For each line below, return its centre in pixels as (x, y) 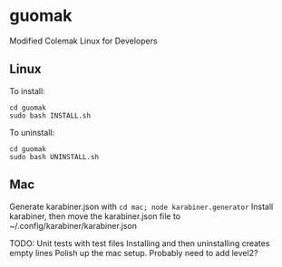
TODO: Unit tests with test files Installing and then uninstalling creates (140, 243)
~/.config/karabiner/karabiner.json (73, 225)
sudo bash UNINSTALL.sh (54, 157)
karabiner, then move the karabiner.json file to (95, 216)
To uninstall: (32, 132)
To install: (27, 91)
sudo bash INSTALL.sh (50, 115)
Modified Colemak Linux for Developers (83, 41)
